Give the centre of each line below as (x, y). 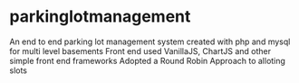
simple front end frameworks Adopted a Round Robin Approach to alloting (147, 60)
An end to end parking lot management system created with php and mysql (150, 41)
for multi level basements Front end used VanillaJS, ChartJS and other (140, 51)
